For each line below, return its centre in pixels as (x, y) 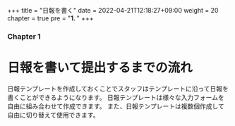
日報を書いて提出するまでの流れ (100, 68)
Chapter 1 (24, 36)
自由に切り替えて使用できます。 (53, 115)
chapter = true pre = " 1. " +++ (50, 18)
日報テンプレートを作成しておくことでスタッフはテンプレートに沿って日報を (118, 88)
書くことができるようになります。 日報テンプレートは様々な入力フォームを (116, 97)
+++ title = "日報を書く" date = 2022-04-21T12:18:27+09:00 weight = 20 (113, 10)
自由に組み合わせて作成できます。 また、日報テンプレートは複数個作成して (116, 106)
